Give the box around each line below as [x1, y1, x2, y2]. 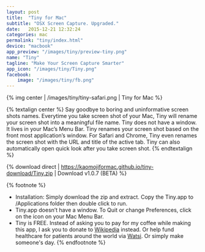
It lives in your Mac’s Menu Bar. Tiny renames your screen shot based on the [6, 125, 199, 133]
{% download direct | [6, 163, 60, 171]
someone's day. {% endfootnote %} [15, 239, 106, 246]
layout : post [6, 9, 40, 15]
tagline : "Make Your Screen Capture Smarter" [6, 60, 124, 66]
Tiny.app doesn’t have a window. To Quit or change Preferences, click [15, 206, 192, 214]
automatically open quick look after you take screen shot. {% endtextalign [6, 145, 193, 152]
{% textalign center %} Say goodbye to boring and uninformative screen [6, 106, 188, 113]
